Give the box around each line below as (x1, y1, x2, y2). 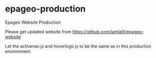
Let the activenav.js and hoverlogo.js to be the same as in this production (5, 43, 152, 49)
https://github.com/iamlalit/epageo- (72, 29, 144, 34)
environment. (5, 48, 32, 54)
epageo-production (5, 3, 86, 14)
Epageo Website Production (5, 19, 61, 25)
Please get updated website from (5, 29, 71, 34)
